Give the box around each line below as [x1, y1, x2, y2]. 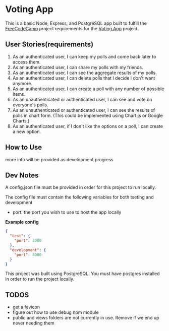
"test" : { [10, 233, 30, 239]
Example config [5, 219, 39, 225]
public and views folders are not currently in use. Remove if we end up [12, 315, 159, 321]
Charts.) [12, 117, 30, 124]
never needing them [12, 320, 54, 326]
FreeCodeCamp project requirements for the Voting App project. [5, 25, 139, 31]
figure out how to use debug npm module [12, 309, 99, 315]
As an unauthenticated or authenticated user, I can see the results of [12, 107, 155, 113]
